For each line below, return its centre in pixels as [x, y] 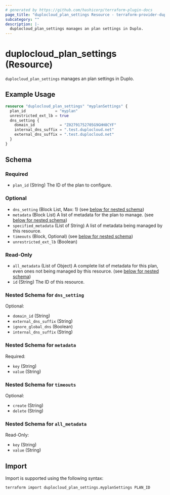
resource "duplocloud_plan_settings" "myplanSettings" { [67, 106]
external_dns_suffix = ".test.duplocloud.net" [64, 135]
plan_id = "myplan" [44, 111]
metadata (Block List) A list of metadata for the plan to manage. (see [83, 215]
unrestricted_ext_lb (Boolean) [45, 242]
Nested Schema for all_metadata [46, 424]
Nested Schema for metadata [41, 345]
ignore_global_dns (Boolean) [43, 327]
